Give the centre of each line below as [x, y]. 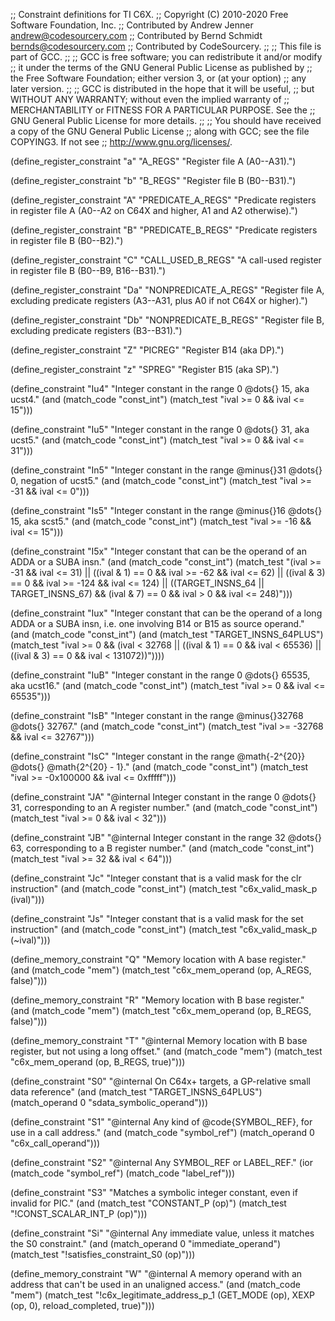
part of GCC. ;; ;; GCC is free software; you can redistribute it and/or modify [166, 57]
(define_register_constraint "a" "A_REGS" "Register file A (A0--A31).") [153, 161]
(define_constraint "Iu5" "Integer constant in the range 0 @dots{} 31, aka [160, 429]
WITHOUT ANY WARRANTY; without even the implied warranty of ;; [150, 99]
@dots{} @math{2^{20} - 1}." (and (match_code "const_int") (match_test [159, 767]
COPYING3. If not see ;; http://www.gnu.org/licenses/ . [121, 142]
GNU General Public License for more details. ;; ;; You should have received [166, 120]
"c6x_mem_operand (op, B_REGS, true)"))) [98, 1062]
